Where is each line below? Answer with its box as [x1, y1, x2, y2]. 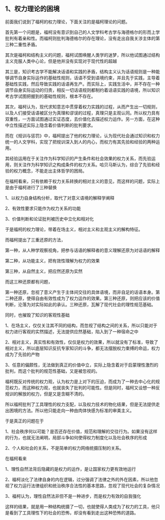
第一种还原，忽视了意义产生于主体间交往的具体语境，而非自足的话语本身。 [5, 289, 156, 295]
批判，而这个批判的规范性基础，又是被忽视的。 [5, 368, 100, 374]
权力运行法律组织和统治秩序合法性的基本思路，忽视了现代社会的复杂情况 [13, 483, 160, 488]
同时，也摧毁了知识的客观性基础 [5, 312, 70, 318]
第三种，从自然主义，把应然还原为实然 [5, 268, 82, 274]
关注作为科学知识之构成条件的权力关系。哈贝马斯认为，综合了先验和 [18, 162, 156, 168]
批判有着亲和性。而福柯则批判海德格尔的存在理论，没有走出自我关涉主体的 [5, 35, 156, 41]
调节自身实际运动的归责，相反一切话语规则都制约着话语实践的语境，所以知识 [5, 87, 160, 93]
